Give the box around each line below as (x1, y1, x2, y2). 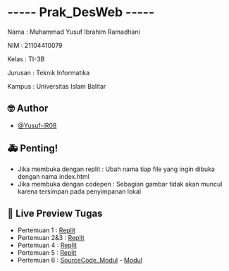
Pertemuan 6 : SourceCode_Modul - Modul (17, 256, 143, 265)
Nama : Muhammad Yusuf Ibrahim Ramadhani (7, 27, 141, 36)
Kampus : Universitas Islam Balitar (7, 82, 106, 90)
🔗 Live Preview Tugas (7, 207, 103, 219)
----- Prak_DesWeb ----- (7, 4, 155, 20)
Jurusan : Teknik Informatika (7, 68, 90, 77)
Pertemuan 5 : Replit (17, 248, 77, 257)
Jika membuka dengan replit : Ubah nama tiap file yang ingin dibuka (17, 165, 215, 173)
